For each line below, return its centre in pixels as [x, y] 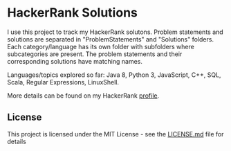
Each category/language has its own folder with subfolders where [101, 46]
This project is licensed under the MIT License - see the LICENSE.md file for [115, 134]
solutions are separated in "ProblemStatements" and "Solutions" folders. [111, 39]
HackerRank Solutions [73, 13]
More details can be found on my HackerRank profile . [83, 96]
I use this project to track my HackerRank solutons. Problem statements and [115, 32]
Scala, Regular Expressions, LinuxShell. [63, 82]
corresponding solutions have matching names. [75, 61]
